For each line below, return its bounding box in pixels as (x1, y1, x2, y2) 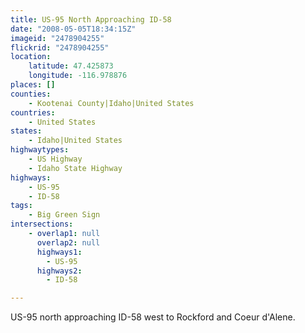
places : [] (10, 80, 56, 90)
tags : (10, 201, 33, 211)
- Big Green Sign (28, 210, 101, 220)
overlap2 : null (36, 237, 101, 248)
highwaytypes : (10, 145, 70, 155)
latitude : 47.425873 (28, 61, 114, 71)
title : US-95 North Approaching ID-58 (10, 14, 172, 25)
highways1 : (36, 247, 83, 257)
